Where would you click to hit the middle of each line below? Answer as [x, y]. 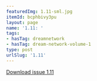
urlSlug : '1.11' [26, 55]
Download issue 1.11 [30, 72]
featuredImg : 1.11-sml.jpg [39, 11]
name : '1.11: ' [25, 28]
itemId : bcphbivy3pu [32, 17]
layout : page [22, 22]
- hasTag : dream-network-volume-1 [49, 45]
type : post [20, 50]
